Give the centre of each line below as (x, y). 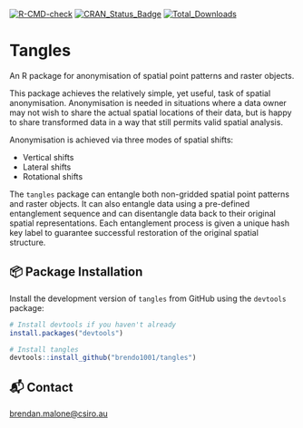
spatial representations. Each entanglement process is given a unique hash (150, 223)
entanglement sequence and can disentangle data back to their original (143, 213)
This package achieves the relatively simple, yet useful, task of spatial (140, 93)
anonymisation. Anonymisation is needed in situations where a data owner (148, 102)
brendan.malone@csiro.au (59, 413)
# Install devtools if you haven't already (93, 325)
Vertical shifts (48, 157)
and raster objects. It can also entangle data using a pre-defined (130, 203)
